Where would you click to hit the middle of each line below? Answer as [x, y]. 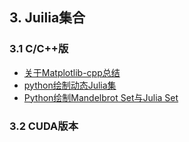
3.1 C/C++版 [39, 49]
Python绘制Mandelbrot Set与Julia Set [101, 97]
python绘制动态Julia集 [70, 85]
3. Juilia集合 [47, 18]
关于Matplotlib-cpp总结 [72, 72]
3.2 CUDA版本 [44, 126]
